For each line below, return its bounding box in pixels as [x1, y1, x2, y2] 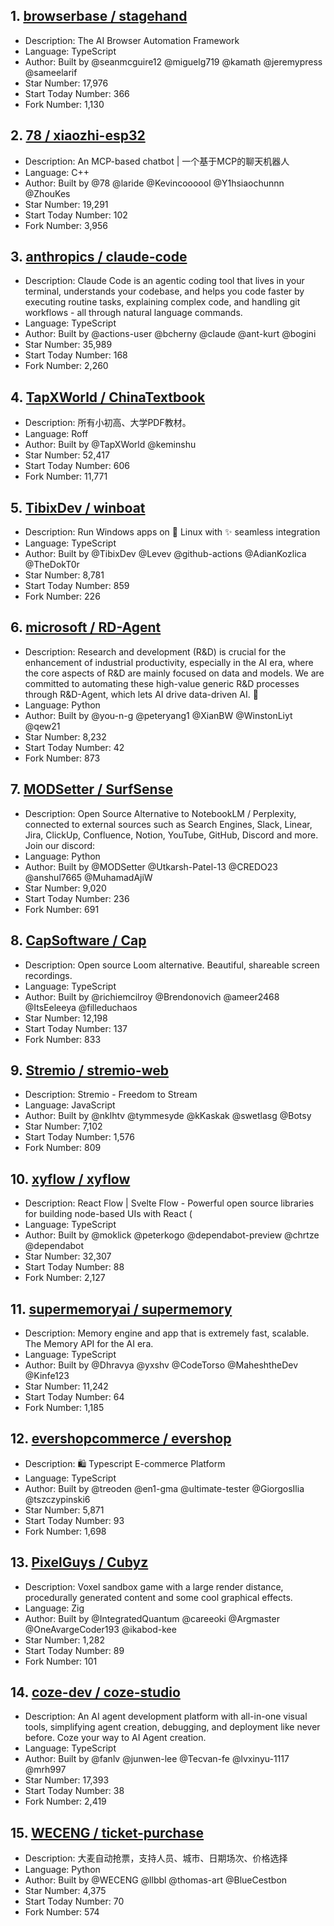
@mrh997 [24, 1764, 67, 1776]
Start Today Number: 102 [24, 209, 128, 221]
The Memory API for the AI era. [24, 1337, 154, 1349]
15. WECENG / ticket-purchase [10, 1824, 205, 1841]
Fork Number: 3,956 [24, 219, 109, 231]
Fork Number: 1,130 [24, 98, 105, 110]
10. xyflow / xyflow [10, 1170, 131, 1188]
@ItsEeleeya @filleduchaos [24, 1001, 138, 1013]
